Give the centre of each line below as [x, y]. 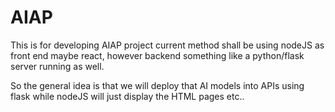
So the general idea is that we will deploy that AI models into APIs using [157, 85]
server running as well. [57, 66]
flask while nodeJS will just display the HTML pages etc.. [127, 96]
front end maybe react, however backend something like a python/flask [157, 55]
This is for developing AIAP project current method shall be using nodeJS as [167, 45]
